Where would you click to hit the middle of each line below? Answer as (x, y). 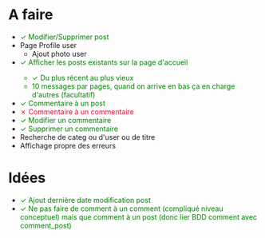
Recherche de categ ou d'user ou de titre (87, 137)
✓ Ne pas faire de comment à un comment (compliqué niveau (121, 208)
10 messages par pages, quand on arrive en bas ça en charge (133, 86)
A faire (31, 15)
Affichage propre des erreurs (68, 145)
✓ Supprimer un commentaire (69, 129)
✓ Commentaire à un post (62, 103)
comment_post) (45, 225)
